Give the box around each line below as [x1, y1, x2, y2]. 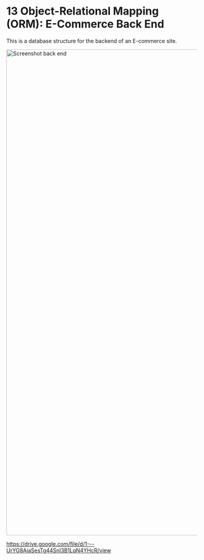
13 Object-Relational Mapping [6, 4, 159, 18]
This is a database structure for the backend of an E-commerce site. [6, 37, 177, 44]
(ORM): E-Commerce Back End [6, 17, 165, 31]
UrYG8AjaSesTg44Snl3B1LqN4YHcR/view [6, 547, 111, 554]
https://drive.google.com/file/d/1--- [6, 540, 95, 547]
